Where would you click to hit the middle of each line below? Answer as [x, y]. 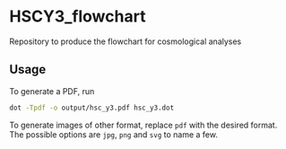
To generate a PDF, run [52, 91]
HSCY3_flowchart [78, 17]
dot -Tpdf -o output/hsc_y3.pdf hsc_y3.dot [92, 108]
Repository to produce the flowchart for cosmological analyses [126, 41]
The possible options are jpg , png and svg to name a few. [113, 134]
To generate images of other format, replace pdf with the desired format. [143, 125]
